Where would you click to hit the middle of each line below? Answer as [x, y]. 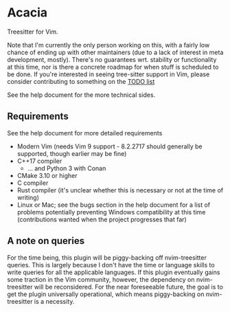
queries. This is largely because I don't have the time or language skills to [111, 265]
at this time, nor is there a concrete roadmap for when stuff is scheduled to [113, 67]
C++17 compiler [39, 161]
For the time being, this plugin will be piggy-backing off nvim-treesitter [107, 257]
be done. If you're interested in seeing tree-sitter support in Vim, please [108, 74]
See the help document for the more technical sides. [81, 95]
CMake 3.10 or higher [47, 175]
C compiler [33, 183]
